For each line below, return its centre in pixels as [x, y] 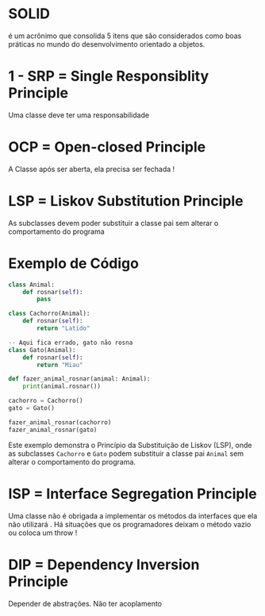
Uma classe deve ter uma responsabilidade [79, 115]
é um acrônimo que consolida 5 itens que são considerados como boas [125, 36]
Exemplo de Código [73, 263]
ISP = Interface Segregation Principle [132, 494]
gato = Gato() [32, 408]
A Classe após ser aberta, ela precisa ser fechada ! [92, 169]
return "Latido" [63, 329]
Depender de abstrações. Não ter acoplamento [85, 603]
